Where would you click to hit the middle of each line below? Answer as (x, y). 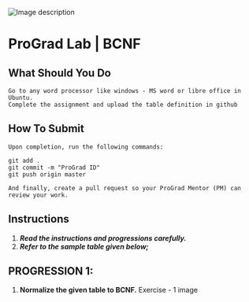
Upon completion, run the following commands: (86, 147)
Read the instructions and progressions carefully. (103, 238)
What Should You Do (60, 73)
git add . (24, 160)
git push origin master (47, 174)
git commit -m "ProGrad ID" (54, 168)
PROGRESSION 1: (51, 271)
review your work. (38, 195)
